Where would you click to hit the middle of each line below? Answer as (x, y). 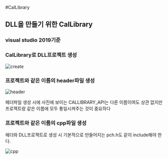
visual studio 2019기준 (33, 40)
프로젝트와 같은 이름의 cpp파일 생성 (46, 123)
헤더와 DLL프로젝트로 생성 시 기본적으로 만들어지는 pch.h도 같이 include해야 (81, 135)
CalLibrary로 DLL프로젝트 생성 (41, 55)
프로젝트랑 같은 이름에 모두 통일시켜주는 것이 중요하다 (58, 108)
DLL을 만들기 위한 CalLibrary (49, 25)
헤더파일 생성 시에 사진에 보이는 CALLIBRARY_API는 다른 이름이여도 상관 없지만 (84, 102)
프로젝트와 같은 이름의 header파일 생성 (50, 81)
